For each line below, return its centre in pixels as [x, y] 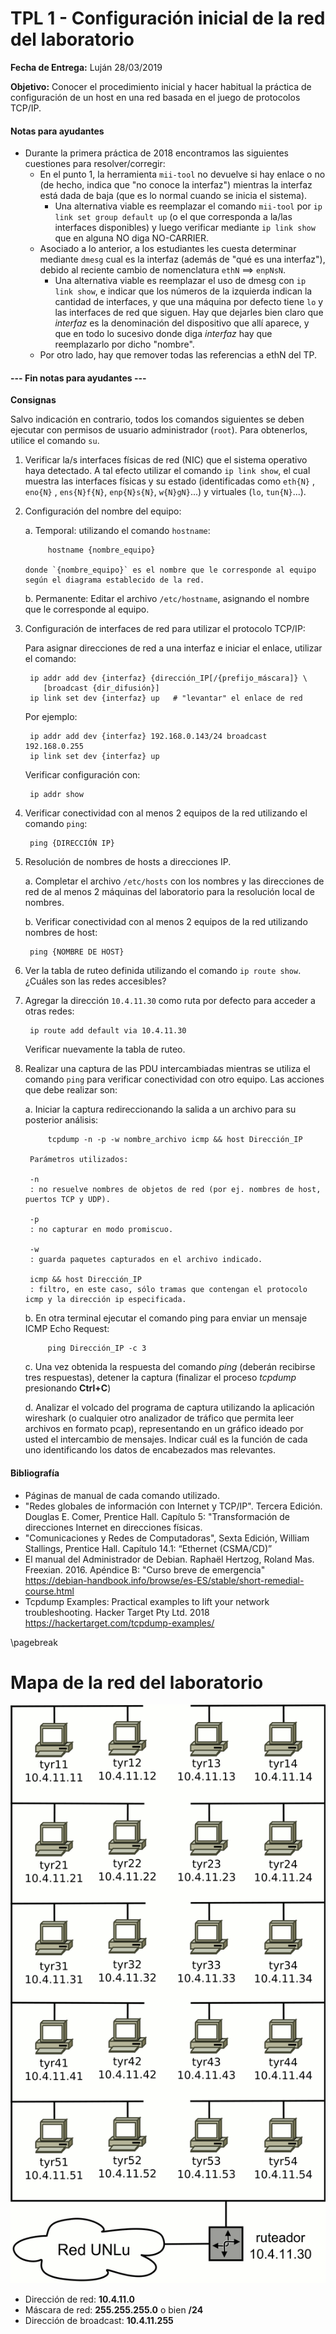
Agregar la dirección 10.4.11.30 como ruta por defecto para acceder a [170, 1001]
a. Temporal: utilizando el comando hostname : [117, 531]
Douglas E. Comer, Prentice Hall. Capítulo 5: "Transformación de [157, 1516]
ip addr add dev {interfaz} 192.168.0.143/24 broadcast [148, 737]
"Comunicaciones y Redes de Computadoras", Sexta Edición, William [167, 1538]
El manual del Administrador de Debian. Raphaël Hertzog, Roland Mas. [169, 1559]
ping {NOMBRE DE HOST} [77, 952]
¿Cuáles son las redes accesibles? [95, 981]
